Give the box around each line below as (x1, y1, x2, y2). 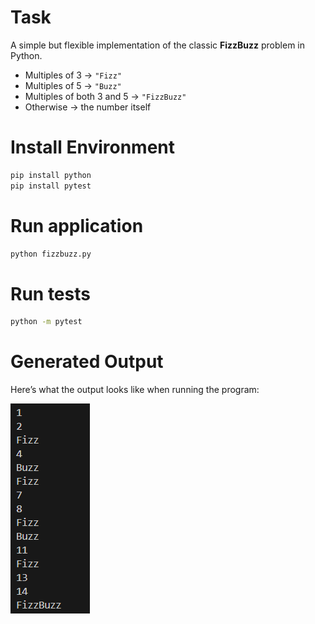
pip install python (10, 170, 92, 180)
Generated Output (10, 351, 164, 373)
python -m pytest (10, 317, 83, 327)
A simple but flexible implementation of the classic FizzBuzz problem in (10, 39, 305, 51)
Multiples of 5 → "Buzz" (24, 79, 122, 91)
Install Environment (10, 136, 176, 159)
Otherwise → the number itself (24, 101, 152, 113)
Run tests (10, 282, 91, 305)
